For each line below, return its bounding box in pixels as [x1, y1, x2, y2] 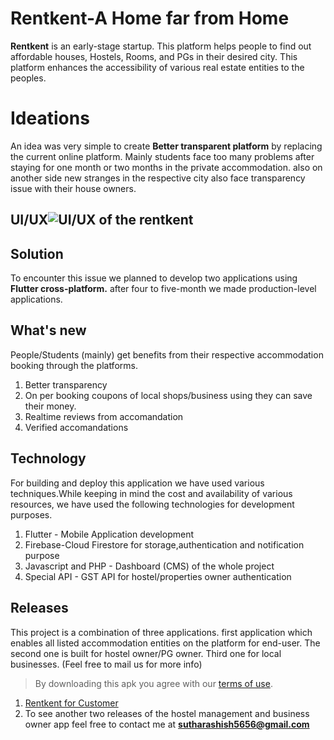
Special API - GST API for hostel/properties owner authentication [24, 570, 292, 582]
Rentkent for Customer [24, 697, 119, 709]
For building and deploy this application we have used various [10, 477, 265, 489]
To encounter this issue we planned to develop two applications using [10, 272, 298, 284]
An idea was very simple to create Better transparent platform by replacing [10, 140, 323, 152]
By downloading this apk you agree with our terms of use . [34, 677, 273, 689]
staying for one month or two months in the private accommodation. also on [10, 161, 323, 173]
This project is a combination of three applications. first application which [10, 626, 313, 638]
